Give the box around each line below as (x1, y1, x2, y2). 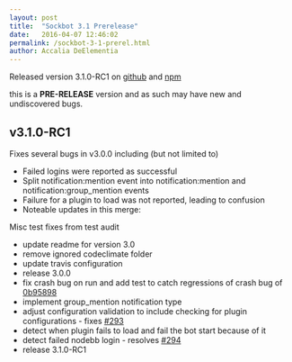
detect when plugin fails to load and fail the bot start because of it (22, 325, 267, 336)
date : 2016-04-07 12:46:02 (9, 30, 119, 39)
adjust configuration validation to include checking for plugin (22, 305, 248, 316)
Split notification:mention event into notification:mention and (22, 175, 246, 186)
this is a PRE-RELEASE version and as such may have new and (9, 89, 243, 100)
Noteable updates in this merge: (22, 204, 142, 214)
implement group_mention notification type (22, 296, 182, 307)
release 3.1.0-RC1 (22, 344, 87, 355)
